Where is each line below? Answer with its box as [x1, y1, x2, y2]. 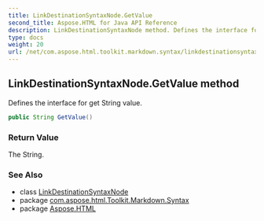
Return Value [8, 131, 59, 142]
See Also [8, 169, 43, 180]
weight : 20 [8, 41, 44, 49]
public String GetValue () [8, 113, 93, 121]
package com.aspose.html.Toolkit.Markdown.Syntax [19, 196, 190, 205]
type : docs [8, 33, 44, 42]
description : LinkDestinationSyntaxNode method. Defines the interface [8, 26, 247, 34]
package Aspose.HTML [19, 204, 97, 213]
